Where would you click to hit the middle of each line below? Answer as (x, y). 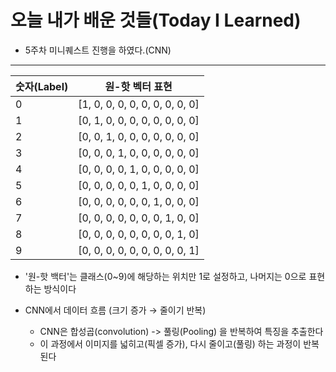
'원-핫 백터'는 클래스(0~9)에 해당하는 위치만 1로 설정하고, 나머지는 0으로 (165, 276)
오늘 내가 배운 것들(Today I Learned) (156, 20)
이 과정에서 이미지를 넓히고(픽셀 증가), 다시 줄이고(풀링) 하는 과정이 (170, 343)
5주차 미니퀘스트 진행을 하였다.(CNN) (98, 50)
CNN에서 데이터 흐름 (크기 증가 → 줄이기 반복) (115, 310)
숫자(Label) (42, 86)
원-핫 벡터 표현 (138, 86)
